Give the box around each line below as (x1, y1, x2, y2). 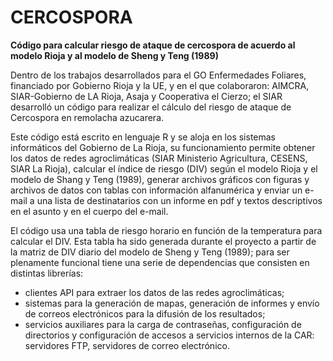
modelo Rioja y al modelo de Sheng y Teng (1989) (10, 49, 219, 61)
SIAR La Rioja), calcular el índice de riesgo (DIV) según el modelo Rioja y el (10, 162, 318, 175)
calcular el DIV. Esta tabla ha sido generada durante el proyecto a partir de (10, 235, 317, 247)
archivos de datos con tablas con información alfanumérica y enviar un (10, 184, 303, 196)
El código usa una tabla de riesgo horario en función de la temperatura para (10, 224, 323, 236)
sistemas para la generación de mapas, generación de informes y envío (24, 297, 320, 309)
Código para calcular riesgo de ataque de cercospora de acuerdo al (10, 39, 296, 51)
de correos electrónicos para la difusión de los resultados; (24, 307, 266, 320)
